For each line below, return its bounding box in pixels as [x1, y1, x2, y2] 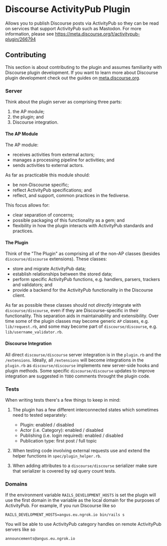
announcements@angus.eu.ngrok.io [5, 536, 75, 541]
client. [12, 293, 26, 299]
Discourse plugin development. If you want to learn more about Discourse [5, 69, 158, 75]
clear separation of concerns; [12, 212, 74, 218]
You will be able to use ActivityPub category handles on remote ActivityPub [5, 521, 162, 527]
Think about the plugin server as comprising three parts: [5, 99, 122, 105]
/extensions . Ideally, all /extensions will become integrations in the [5, 357, 144, 363]
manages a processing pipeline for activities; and [12, 157, 115, 163]
